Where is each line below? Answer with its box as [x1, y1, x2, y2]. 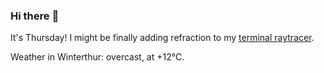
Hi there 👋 [10, 9, 60, 23]
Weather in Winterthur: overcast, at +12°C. [10, 51, 185, 63]
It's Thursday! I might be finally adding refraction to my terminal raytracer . [10, 32, 315, 44]
